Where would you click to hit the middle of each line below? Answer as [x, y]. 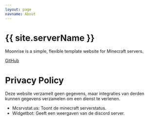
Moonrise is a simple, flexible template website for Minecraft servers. [74, 51]
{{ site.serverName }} [50, 38]
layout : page [18, 9]
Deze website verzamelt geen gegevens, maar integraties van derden [75, 94]
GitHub [12, 60]
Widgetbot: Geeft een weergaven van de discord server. [68, 113]
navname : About [20, 14]
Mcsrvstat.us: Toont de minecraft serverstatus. [59, 108]
